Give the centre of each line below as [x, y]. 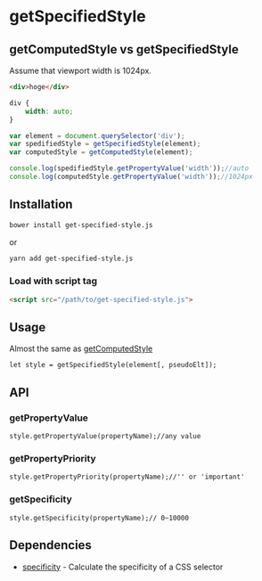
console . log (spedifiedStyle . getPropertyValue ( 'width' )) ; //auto [129, 168]
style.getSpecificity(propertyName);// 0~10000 [99, 518]
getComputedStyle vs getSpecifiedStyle [124, 49]
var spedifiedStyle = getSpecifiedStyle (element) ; [105, 144]
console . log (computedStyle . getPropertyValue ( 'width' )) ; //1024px [131, 176]
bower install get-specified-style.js [81, 225]
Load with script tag [53, 281]
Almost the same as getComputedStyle [81, 348]
